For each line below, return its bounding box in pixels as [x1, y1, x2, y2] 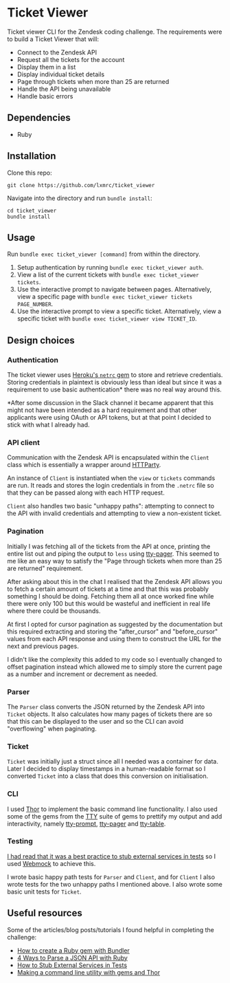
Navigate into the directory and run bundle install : [7, 194, 152, 202]
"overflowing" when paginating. [7, 724, 97, 733]
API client [7, 438, 40, 447]
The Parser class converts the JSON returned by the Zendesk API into [7, 702, 205, 711]
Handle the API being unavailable [16, 85, 111, 93]
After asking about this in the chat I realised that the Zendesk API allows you [7, 577, 222, 585]
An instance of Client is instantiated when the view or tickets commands [7, 474, 216, 482]
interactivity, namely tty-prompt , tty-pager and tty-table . [7, 819, 166, 828]
